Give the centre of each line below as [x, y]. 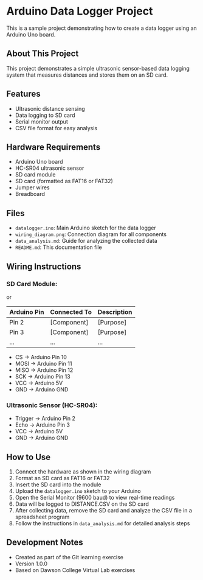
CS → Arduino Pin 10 [41, 357]
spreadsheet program [42, 517]
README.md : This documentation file [58, 247]
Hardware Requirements [53, 147]
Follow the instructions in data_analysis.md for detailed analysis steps [102, 523]
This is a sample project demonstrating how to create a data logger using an [102, 28]
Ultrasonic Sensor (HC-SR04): [52, 405]
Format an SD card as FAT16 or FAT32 [62, 478]
